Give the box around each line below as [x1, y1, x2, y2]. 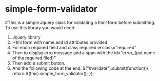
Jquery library [12, 34, 40, 40]
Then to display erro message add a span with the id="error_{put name [12, 50, 155, 56]
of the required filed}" [12, 55, 56, 61]
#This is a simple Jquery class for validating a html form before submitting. [5, 20, 156, 25]
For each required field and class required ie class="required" [12, 44, 137, 50]
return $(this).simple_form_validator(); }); [12, 70, 94, 76]
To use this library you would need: [5, 24, 76, 30]
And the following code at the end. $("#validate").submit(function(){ [12, 65, 149, 71]
